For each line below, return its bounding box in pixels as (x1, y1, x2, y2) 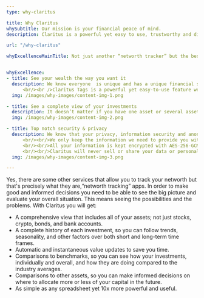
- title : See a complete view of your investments (6, 103, 137, 110)
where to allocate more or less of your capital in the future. (15, 278, 162, 286)
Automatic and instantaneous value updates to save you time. (15, 246, 169, 254)
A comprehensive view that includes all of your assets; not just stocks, (15, 214, 191, 221)
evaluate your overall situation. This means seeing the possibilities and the (6, 196, 192, 203)
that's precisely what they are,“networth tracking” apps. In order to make (6, 182, 189, 190)
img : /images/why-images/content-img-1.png (12, 92, 123, 98)
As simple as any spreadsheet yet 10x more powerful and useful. (15, 285, 177, 293)
